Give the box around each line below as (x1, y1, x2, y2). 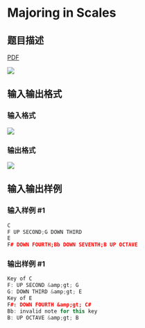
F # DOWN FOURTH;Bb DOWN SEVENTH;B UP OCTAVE (7, 242, 138, 249)
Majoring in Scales (7, 5, 117, 21)
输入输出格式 (7, 88, 62, 100)
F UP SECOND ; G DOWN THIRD (7, 228, 82, 235)
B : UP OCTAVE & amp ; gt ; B (7, 314, 79, 321)
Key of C (7, 275, 33, 283)
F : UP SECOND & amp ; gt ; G (7, 282, 79, 289)
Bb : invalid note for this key (7, 308, 98, 315)
